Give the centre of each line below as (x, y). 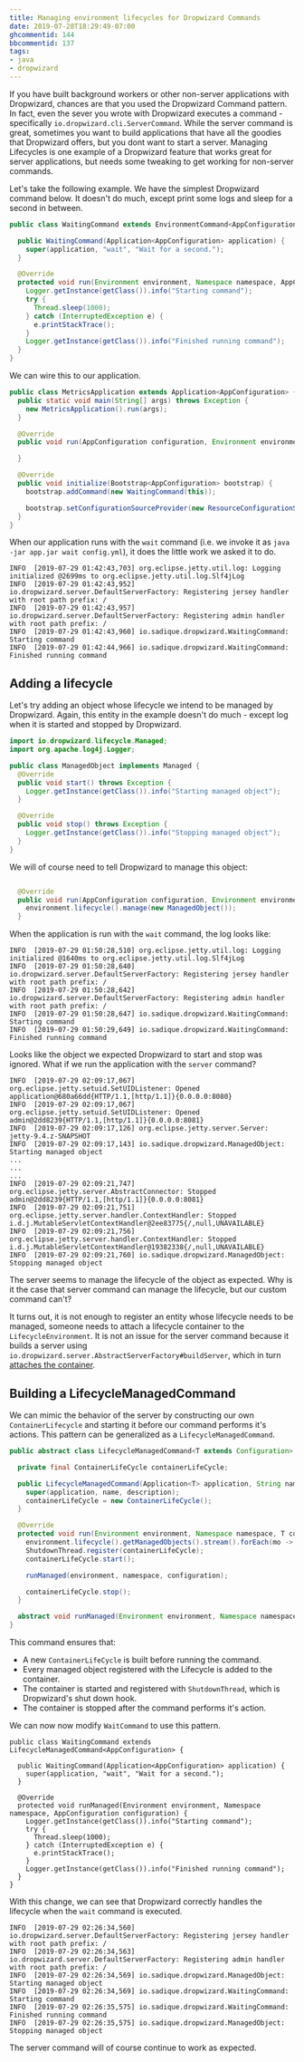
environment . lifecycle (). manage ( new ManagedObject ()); (131, 908)
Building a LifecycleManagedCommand (123, 1393)
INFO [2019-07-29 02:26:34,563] (72, 1951)
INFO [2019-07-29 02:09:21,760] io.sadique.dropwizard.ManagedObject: (147, 1256)
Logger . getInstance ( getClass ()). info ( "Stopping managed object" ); (153, 833)
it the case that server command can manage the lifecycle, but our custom (148, 1290)
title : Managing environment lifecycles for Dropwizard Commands (135, 18)
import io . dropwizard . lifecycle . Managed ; (89, 741)
